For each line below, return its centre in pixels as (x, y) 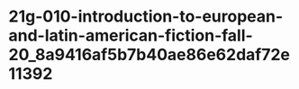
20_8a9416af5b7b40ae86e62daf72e (149, 55)
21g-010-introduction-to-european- (146, 17)
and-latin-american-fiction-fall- (131, 36)
